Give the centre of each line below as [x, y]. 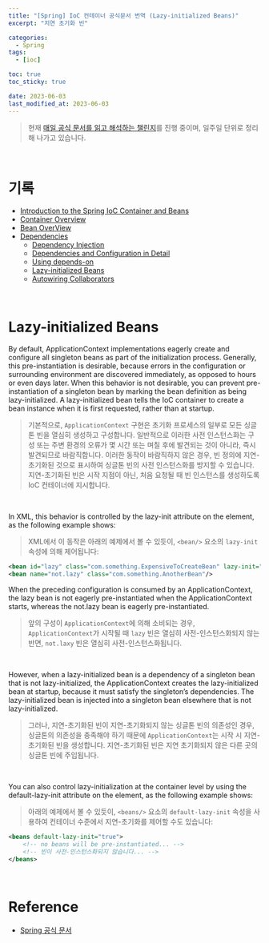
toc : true [25, 74]
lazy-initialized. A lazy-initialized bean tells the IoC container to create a [126, 400]
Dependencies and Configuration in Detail [101, 254]
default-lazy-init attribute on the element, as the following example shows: [131, 795]
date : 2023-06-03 [37, 96]
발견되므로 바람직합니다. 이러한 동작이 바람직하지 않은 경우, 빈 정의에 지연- [144, 455]
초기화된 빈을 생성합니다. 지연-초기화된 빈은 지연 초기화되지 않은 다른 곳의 [143, 745]
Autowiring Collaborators [73, 279]
